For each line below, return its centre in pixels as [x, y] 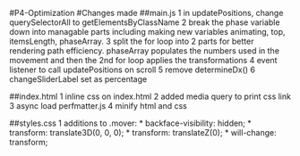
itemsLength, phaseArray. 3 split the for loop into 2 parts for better [132, 41]
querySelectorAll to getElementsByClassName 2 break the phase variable [145, 22]
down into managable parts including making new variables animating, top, [147, 32]
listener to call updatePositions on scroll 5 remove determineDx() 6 [132, 70]
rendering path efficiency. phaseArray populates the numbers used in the [145, 51]
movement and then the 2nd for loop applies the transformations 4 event [143, 60]
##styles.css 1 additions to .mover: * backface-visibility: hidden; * [131, 123]
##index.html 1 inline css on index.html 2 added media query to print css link [150, 96]
